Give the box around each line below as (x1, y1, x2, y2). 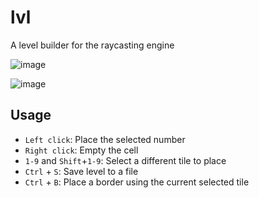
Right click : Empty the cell (24, 144, 139, 156)
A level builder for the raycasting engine (10, 39, 175, 51)
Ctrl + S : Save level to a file (24, 165, 139, 177)
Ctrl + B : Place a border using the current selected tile (24, 176, 250, 188)
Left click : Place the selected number (24, 133, 186, 145)
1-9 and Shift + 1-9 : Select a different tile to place (24, 154, 227, 166)
